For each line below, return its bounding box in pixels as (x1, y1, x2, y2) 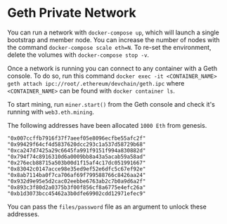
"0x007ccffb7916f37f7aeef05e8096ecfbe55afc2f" (7, 135, 146, 142)
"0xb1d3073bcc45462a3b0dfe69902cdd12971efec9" (7, 190, 146, 197)
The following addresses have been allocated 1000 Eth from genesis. (7, 121, 207, 129)
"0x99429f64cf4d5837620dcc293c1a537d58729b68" (7, 140, 146, 148)
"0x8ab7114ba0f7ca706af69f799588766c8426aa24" (7, 171, 146, 178)
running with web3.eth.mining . (7, 107, 95, 116)
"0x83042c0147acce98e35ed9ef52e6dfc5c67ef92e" (7, 165, 146, 173)
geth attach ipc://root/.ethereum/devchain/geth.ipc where (7, 79, 185, 87)
